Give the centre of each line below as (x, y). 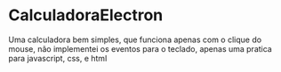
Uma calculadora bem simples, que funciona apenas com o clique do (135, 40)
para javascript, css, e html (58, 58)
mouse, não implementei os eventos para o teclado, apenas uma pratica (140, 48)
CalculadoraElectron (86, 15)
